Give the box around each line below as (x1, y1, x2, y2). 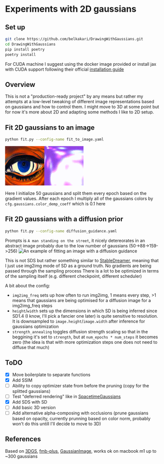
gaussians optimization (12, 323, 59, 329)
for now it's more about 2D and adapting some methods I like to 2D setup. (5, 109, 154, 115)
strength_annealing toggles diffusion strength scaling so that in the (12, 328, 148, 334)
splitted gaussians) (12, 388, 50, 394)
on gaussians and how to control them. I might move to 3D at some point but (5, 104, 159, 110)
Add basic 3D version (12, 404, 56, 410)
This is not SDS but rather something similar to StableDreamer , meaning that (5, 257, 159, 263)
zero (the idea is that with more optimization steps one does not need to (12, 339, 158, 345)
